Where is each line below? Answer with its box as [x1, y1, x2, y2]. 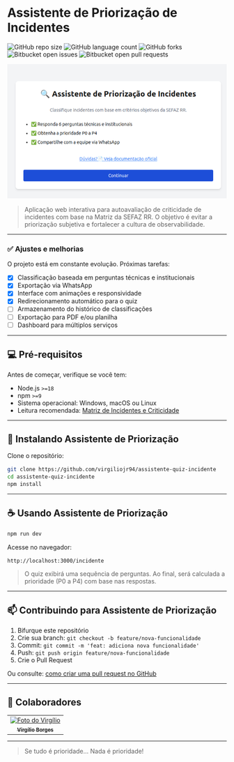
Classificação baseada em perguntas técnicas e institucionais [17, 273, 195, 282]
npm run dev [7, 530, 42, 538]
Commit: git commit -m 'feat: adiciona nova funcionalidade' [17, 641, 200, 650]
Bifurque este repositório [17, 626, 89, 635]
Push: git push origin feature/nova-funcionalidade [17, 648, 170, 657]
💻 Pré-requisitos [7, 349, 83, 360]
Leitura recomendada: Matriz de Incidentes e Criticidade [17, 406, 180, 415]
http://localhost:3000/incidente [7, 557, 104, 564]
